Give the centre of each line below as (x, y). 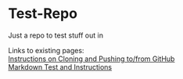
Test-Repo (43, 14)
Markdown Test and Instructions (60, 66)
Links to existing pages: (46, 50)
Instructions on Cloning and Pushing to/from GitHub (91, 59)
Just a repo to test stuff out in (56, 35)
